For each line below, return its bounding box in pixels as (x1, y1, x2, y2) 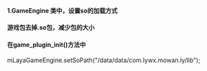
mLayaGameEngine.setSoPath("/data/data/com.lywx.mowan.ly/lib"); (7, 56, 201, 65)
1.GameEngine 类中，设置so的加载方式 (7, 6, 118, 14)
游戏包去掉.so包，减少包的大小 (7, 23, 95, 32)
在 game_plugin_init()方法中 (7, 40, 86, 48)
